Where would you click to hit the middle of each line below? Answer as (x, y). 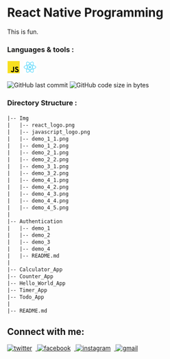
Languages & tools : (40, 50)
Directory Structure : (42, 103)
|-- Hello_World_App (37, 283)
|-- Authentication (35, 221)
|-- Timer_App (27, 290)
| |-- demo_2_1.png (38, 153)
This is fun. (23, 32)
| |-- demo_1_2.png (38, 146)
